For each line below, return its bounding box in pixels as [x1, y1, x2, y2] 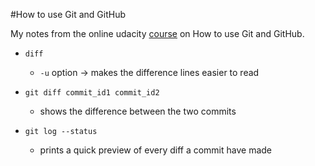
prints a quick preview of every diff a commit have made [39, 144, 273, 156]
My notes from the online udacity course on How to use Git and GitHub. [10, 28, 305, 39]
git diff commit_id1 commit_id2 [24, 88, 160, 98]
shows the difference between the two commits [39, 105, 237, 117]
